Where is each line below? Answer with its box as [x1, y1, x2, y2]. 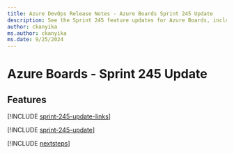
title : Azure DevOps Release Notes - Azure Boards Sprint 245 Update [7, 10, 214, 17]
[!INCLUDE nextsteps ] [7, 139, 71, 148]
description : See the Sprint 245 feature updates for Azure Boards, [7, 17, 210, 24]
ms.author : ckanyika [7, 29, 68, 37]
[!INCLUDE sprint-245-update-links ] [7, 112, 111, 121]
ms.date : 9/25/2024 [7, 36, 64, 43]
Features [7, 93, 47, 105]
